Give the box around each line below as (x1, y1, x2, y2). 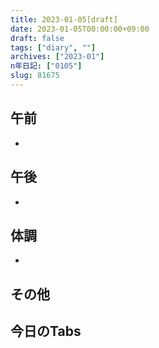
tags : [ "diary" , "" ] (10, 42, 97, 53)
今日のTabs (10, 323, 82, 340)
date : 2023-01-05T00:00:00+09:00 (10, 24, 150, 34)
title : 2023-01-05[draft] (10, 14, 118, 25)
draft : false (10, 33, 65, 43)
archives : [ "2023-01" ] (10, 52, 105, 62)
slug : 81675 (10, 71, 60, 81)
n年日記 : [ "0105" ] (10, 61, 83, 71)
